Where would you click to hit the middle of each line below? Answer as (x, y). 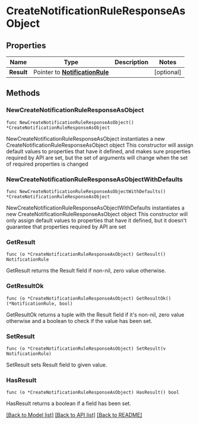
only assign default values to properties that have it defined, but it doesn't (97, 220)
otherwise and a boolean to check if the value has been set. (79, 321)
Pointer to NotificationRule (71, 72)
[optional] (168, 72)
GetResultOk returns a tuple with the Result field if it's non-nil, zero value (95, 314)
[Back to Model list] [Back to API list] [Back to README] (74, 415)
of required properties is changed (47, 164)
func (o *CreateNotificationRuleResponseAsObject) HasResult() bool (93, 393)
